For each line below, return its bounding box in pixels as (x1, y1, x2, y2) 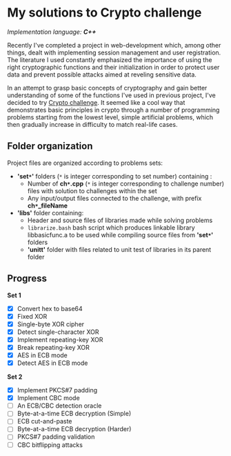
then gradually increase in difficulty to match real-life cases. (7, 120, 178, 128)
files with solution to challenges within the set (27, 186, 157, 195)
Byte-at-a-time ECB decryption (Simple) (17, 409, 132, 418)
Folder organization (7, 140, 93, 152)
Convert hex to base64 (17, 304, 83, 313)
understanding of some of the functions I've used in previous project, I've (7, 91, 216, 99)
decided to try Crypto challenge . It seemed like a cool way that (7, 98, 185, 106)
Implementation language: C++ (7, 28, 97, 36)
